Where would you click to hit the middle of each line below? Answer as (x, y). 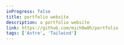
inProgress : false (28, 11)
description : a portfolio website (48, 22)
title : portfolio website (37, 17)
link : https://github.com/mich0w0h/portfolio (62, 28)
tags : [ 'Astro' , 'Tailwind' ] (41, 33)
